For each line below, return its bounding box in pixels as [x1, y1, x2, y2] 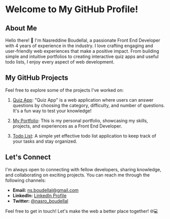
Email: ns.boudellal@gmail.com [12, 187, 79, 193]
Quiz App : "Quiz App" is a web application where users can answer [12, 97, 154, 103]
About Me [5, 24, 37, 33]
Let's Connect [5, 153, 51, 162]
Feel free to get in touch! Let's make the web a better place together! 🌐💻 [5, 208, 158, 214]
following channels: [5, 177, 46, 183]
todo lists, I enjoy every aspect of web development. [5, 59, 115, 65]
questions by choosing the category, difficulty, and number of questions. [12, 102, 165, 108]
